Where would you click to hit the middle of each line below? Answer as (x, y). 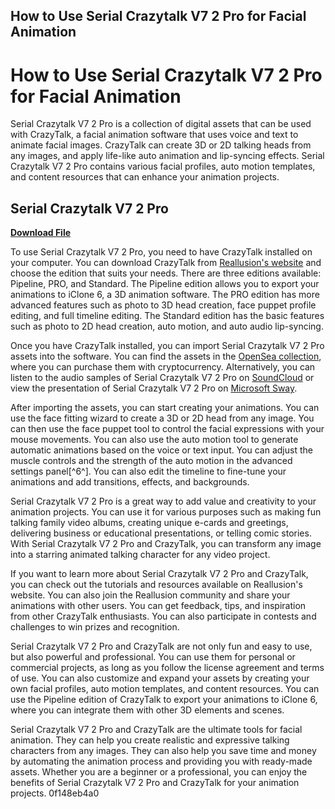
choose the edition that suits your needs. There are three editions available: (166, 273)
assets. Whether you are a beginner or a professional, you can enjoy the (159, 772)
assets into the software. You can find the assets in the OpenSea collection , (166, 356)
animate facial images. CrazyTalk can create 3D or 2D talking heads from (161, 145)
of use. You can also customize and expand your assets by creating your (160, 678)
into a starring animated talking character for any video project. (140, 555)
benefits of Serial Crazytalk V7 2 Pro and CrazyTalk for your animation (155, 783)
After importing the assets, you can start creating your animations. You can (165, 408)
